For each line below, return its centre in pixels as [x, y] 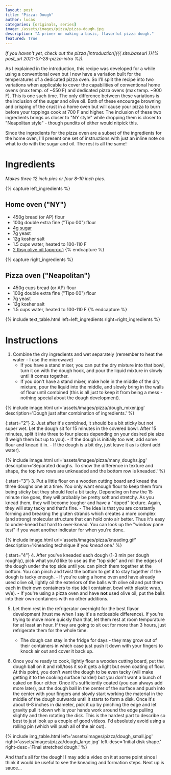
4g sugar [22, 228]
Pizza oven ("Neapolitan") [48, 276]
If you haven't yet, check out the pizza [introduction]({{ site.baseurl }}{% [82, 53]
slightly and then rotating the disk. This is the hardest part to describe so [89, 716]
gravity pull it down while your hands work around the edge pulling [83, 710]
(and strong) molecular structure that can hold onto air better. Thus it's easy [85, 519]
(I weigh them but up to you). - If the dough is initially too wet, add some [81, 439]
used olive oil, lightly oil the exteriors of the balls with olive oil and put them [84, 583]
